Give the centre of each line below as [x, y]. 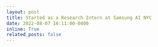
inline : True [23, 29]
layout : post [23, 12]
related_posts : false [34, 35]
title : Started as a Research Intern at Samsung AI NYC [79, 18]
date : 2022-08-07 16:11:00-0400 [47, 23]
